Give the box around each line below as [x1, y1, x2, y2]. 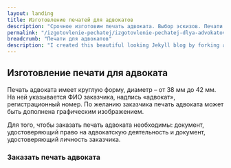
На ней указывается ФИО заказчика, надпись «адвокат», [7, 93, 176, 101]
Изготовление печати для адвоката [7, 67, 168, 79]
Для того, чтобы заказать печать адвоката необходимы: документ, [7, 121, 205, 129]
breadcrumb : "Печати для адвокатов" [7, 36, 112, 43]
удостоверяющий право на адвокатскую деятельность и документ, [7, 128, 206, 136]
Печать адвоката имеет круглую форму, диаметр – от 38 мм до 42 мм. [7, 85, 217, 93]
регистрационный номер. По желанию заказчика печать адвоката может [7, 100, 224, 108]
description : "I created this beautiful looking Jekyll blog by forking [7, 42, 220, 49]
